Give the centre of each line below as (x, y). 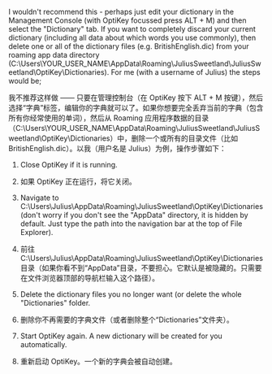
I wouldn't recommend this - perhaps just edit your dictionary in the (121, 12)
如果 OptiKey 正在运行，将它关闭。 (78, 181)
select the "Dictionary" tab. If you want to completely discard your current (132, 29)
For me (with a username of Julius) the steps (186, 72)
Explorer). (37, 232)
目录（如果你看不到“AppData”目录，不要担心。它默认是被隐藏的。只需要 (141, 268)
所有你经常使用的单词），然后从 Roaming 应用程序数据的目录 (109, 118)
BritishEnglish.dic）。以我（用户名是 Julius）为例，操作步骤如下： (117, 148)
